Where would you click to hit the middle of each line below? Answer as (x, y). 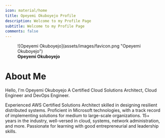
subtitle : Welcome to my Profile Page (45, 26)
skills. (11, 132)
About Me (26, 76)
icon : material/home (26, 10)
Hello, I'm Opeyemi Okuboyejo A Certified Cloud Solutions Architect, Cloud (81, 90)
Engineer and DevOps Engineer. (37, 95)
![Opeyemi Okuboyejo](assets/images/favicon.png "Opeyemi (79, 46)
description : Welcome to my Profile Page (48, 21)
